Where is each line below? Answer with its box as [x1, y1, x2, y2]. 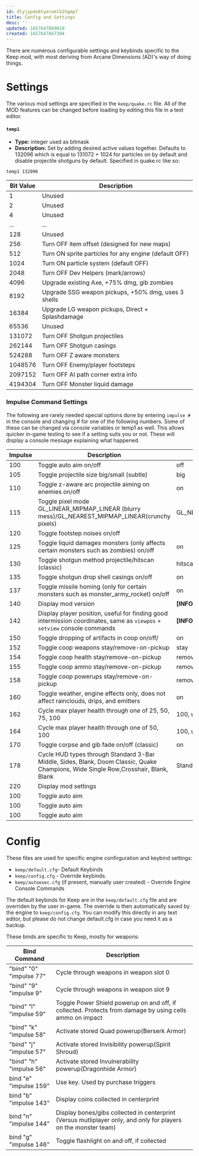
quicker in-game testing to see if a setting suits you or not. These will [6, 430, 175, 437]
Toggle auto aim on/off [37, 461, 101, 469]
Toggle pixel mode [37, 497, 90, 505]
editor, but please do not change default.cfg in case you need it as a [6, 915, 173, 922]
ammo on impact [56, 1013, 102, 1021]
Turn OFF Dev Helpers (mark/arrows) [41, 269, 146, 277]
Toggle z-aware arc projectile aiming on [37, 480, 150, 488]
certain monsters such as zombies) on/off [37, 546, 155, 554]
